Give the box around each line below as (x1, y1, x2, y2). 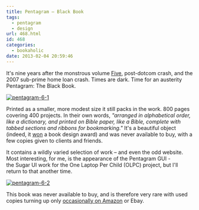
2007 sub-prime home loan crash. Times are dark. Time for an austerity (6, 76, 182, 83)
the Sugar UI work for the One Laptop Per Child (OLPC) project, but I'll (6, 161, 178, 168)
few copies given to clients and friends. (6, 137, 103, 144)
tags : (6, 14, 20, 20)
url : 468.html (6, 31, 42, 37)
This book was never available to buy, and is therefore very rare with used (6, 190, 188, 197)
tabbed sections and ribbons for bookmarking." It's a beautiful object (6, 124, 176, 131)
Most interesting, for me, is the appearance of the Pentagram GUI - (6, 155, 171, 162)
